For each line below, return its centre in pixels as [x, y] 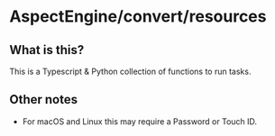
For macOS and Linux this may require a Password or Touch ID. [140, 121]
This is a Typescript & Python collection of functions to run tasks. [130, 71]
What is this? [47, 50]
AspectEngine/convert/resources [138, 17]
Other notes [44, 100]
